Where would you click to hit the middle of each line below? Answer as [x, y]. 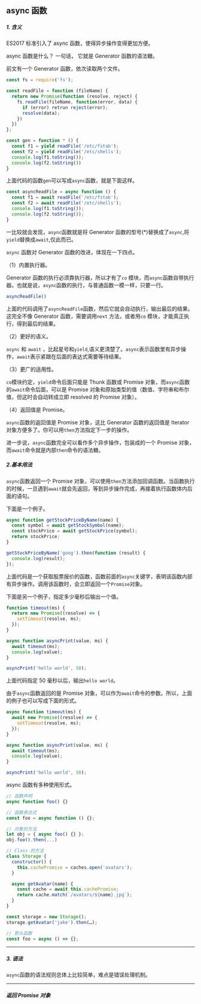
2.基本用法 [19, 465]
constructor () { [32, 862]
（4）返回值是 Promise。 [37, 409]
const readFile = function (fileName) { [57, 91]
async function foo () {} [37, 801]
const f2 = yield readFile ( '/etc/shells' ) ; [66, 151]
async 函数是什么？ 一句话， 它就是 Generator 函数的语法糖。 [82, 56]
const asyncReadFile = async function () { [61, 192]
